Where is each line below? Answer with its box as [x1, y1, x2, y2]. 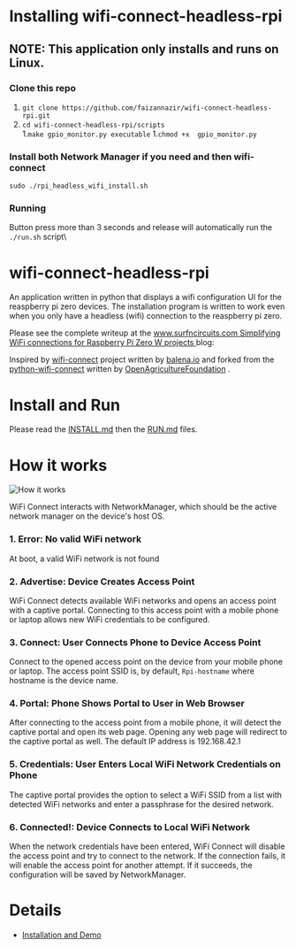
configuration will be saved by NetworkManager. [9, 869, 186, 880]
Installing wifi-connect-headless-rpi [9, 6, 283, 27]
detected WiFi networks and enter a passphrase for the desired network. [9, 798, 274, 809]
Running [9, 202, 47, 214]
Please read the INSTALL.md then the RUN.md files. [9, 424, 198, 435]
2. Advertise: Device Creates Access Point [9, 575, 195, 588]
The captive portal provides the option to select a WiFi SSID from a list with [9, 790, 283, 800]
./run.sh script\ [9, 232, 67, 243]
